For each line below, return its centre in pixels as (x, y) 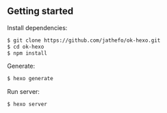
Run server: (23, 92)
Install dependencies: (37, 27)
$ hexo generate (30, 79)
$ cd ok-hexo (26, 47)
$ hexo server (27, 104)
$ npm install (27, 53)
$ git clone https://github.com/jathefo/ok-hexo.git (84, 40)
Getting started (40, 11)
